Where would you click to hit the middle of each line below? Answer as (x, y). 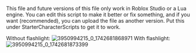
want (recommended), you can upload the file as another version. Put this (95, 21)
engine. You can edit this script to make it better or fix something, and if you (98, 15)
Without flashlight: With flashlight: (88, 38)
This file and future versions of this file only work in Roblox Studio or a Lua (96, 8)
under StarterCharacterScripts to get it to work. (63, 27)
